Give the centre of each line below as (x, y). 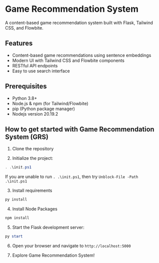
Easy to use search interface (41, 71)
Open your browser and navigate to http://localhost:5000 (71, 246)
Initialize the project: (33, 158)
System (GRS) (27, 137)
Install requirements (32, 191)
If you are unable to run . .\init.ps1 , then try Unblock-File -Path (72, 177)
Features (19, 44)
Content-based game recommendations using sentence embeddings (82, 55)
